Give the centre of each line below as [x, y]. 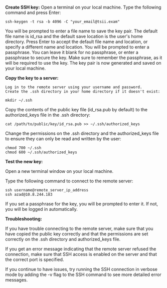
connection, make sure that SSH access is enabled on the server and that [81, 254]
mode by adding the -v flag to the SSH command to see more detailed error [83, 274]
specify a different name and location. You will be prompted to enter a [77, 47]
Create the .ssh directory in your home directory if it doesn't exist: [83, 92]
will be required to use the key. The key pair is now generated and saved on [83, 63]
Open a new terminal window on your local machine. [59, 171]
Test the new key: [24, 162]
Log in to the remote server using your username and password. [74, 87]
